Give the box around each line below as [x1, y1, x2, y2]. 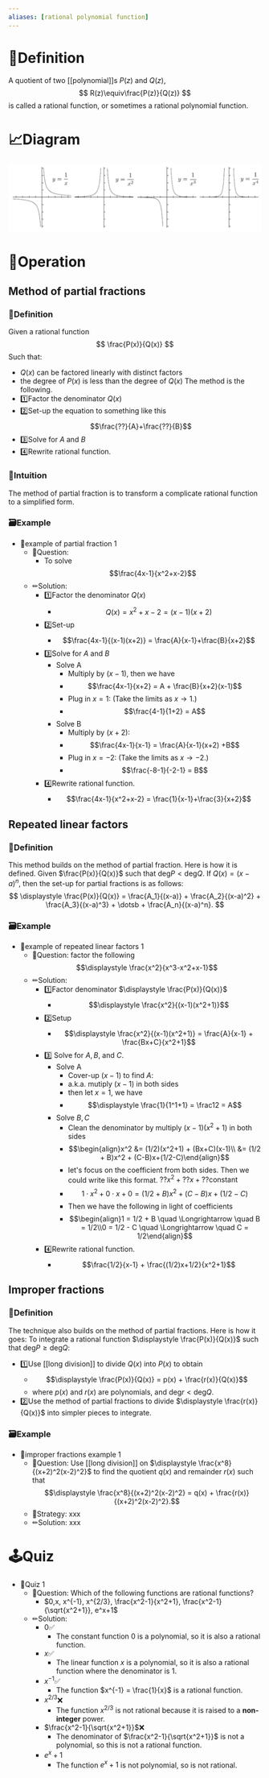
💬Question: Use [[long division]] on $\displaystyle [31, 1458, 197, 1468]
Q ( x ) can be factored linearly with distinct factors [19, 367, 183, 378]
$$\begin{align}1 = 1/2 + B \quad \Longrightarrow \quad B [69, 1214, 261, 1224]
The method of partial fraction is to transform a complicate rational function [8, 488, 259, 498]
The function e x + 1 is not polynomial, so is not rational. [55, 1759, 238, 1770]
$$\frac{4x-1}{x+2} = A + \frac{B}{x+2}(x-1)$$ [88, 682, 243, 691]
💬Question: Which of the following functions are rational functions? [31, 1588, 255, 1598]
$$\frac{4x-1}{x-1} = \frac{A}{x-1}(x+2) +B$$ [89, 740, 240, 750]
